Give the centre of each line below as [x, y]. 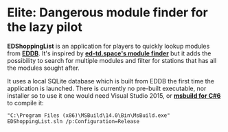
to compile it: [25, 103]
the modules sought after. [44, 68]
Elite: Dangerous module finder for [107, 13]
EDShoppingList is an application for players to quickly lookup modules [109, 46]
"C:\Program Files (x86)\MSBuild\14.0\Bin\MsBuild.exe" [89, 115]
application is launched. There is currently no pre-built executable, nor [107, 88]
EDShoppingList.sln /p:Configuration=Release [73, 121]
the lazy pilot [45, 27]
